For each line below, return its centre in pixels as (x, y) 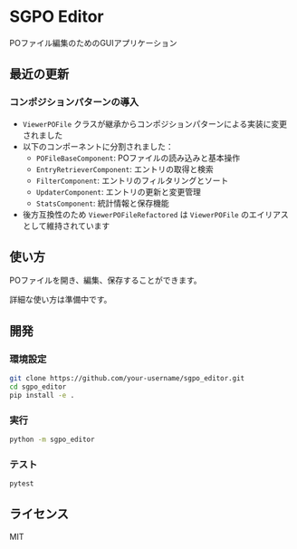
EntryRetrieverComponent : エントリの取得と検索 (125, 169)
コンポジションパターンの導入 (74, 102)
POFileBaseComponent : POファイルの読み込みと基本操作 (138, 158)
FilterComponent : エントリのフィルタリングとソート (132, 180)
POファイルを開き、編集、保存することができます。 (105, 280)
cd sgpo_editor (38, 387)
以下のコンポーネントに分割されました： (98, 146)
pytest (22, 484)
